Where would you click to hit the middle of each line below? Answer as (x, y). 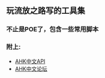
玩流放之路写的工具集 (46, 11)
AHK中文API (30, 61)
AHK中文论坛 (31, 68)
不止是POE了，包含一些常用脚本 (52, 29)
